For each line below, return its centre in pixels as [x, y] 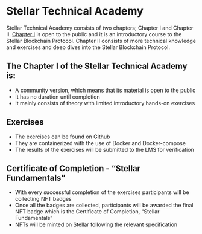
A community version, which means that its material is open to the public [105, 90]
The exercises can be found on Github [62, 137]
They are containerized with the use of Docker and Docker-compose [100, 143]
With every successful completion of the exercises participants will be [102, 192]
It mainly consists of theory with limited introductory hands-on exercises [105, 103]
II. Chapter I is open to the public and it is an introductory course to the [94, 34]
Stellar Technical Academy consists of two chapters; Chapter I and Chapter [100, 28]
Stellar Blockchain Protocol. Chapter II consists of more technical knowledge [101, 41]
